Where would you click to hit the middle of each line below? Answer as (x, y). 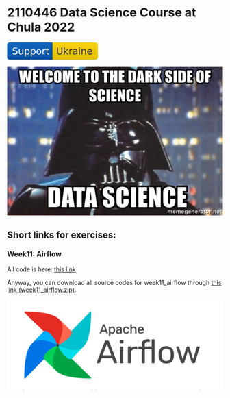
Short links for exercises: (62, 235)
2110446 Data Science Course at (102, 13)
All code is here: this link (42, 269)
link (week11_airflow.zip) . (42, 290)
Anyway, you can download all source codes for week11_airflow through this (114, 282)
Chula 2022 (41, 27)
